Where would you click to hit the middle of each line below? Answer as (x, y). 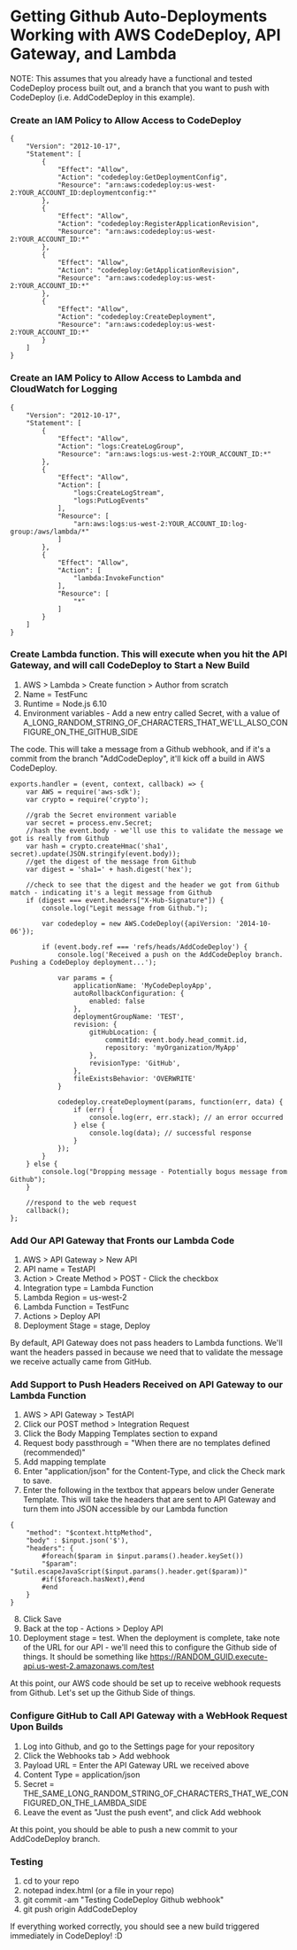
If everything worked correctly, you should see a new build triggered (135, 1927)
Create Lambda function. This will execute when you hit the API (149, 655)
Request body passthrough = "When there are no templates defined (146, 1443)
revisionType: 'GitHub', (134, 1063)
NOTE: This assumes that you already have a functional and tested (131, 78)
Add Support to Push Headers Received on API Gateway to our (147, 1385)
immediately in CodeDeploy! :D (66, 1936)
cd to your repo (51, 1881)
